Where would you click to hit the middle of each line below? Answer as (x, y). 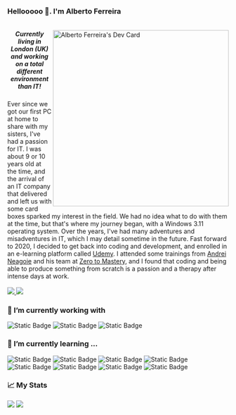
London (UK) (29, 49)
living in (29, 41)
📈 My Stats (27, 385)
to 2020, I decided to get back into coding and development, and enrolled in (117, 246)
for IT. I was (25, 149)
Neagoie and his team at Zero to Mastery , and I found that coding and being (117, 261)
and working (29, 56)
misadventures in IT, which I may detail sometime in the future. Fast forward (117, 238)
